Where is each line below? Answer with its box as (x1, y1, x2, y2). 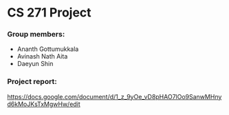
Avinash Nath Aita (17, 52, 68, 61)
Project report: (7, 77, 57, 87)
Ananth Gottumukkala (17, 45, 79, 53)
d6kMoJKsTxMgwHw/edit (7, 100, 80, 108)
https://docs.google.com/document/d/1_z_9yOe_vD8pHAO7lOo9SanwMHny (7, 92, 222, 101)
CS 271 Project (7, 5, 91, 21)
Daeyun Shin (17, 60, 54, 68)
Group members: (7, 30, 65, 39)
